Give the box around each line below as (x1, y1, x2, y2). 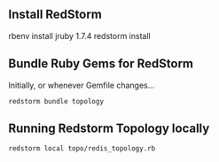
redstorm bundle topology (8, 96, 104, 105)
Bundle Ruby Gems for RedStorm (8, 57, 194, 72)
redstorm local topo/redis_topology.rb (8, 144, 156, 153)
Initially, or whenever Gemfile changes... (8, 80, 155, 90)
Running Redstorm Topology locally (8, 121, 210, 136)
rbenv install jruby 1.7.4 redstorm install (8, 30, 152, 41)
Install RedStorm (8, 7, 103, 22)
